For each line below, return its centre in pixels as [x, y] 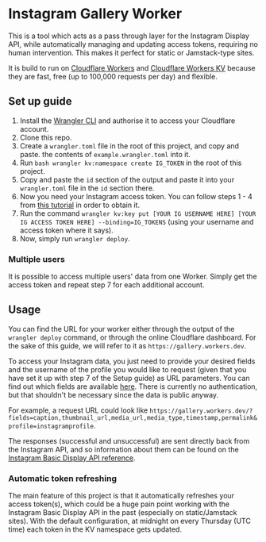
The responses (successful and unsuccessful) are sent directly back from [129, 440]
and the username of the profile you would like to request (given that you [127, 369]
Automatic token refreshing [63, 479]
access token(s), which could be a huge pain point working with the [119, 504]
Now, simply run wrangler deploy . [75, 238]
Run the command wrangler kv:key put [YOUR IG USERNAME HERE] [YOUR [138, 213]
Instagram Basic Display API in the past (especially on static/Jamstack [123, 513]
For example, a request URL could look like [78, 410]
